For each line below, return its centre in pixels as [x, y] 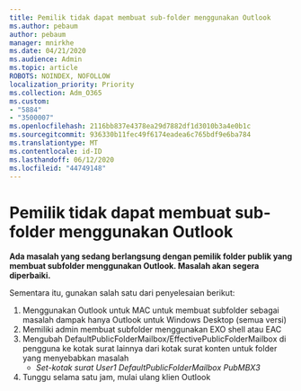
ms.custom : [30, 101]
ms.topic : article [44, 68]
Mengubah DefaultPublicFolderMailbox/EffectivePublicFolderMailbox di [154, 339]
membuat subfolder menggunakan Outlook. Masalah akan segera [134, 266]
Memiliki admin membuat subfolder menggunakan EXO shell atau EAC [152, 330]
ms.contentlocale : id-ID [56, 151]
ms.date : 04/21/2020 [48, 51]
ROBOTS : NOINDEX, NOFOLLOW [60, 76]
